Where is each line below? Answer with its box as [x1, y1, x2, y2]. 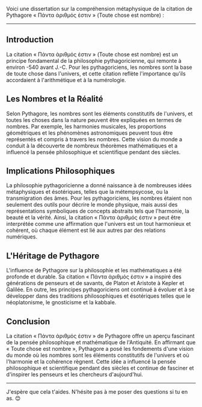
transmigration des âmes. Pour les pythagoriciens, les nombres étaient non [6, 194, 192, 202]
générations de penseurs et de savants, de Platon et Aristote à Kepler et [6, 280, 185, 287]
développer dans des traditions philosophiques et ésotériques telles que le [6, 292, 191, 300]
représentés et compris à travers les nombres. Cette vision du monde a [6, 135, 182, 143]
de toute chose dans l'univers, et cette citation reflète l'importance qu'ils [6, 69, 186, 77]
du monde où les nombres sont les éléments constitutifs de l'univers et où [6, 351, 189, 359]
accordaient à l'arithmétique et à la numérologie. [6, 76, 126, 83]
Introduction [6, 34, 54, 45]
